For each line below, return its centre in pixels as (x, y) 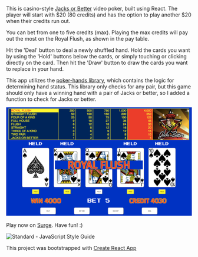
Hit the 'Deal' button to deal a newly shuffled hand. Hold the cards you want (98, 50)
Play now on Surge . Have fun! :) (44, 225)
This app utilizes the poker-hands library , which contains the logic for (90, 80)
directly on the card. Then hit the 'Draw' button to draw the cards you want (97, 62)
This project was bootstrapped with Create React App (71, 248)
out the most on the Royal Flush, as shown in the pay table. (77, 39)
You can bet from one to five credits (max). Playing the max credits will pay (97, 32)
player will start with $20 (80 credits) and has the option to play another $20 (99, 15)
